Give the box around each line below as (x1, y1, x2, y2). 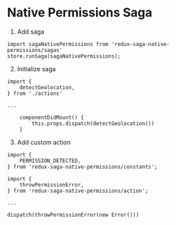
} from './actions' (7, 90, 63, 97)
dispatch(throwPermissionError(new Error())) (7, 211, 139, 218)
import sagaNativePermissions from (7, 40, 109, 47)
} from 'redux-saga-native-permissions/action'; (7, 187, 149, 194)
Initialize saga (16, 64, 56, 73)
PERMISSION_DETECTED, (19, 157, 81, 164)
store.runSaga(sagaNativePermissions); (7, 53, 121, 60)
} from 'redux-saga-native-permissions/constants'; (7, 163, 158, 170)
